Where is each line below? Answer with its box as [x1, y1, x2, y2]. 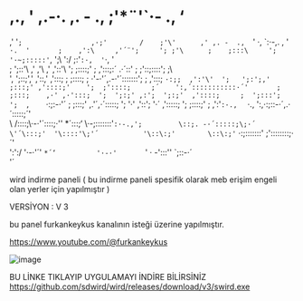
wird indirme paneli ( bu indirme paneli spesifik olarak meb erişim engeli [9, 174, 278, 185]
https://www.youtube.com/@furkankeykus [9, 236, 168, 247]
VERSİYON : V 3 [9, 201, 70, 212]
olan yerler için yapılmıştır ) [9, 183, 110, 194]
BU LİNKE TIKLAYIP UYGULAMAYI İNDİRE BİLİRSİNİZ [9, 271, 206, 282]
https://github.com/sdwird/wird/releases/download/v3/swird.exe [9, 281, 251, 292]
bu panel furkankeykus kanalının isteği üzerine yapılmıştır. [9, 218, 224, 229]
